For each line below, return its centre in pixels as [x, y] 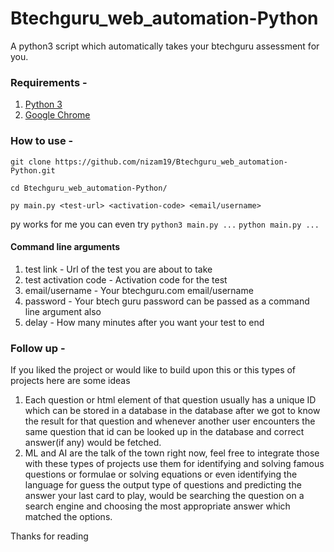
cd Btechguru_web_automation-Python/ [89, 188]
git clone [31, 162]
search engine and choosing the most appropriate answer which [157, 506]
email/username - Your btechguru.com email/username [139, 290]
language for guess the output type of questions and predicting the [163, 485]
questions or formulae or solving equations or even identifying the [161, 474]
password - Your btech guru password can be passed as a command [167, 301]
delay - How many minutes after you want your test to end [144, 322]
